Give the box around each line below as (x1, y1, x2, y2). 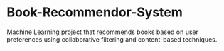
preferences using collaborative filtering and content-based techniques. (6, 35, 218, 43)
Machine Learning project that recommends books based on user (6, 28, 199, 36)
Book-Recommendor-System (6, 4, 183, 21)
